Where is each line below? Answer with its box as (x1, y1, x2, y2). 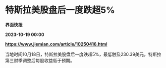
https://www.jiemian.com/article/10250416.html (5, 41, 108, 47)
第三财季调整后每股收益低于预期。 (5, 57, 75, 63)
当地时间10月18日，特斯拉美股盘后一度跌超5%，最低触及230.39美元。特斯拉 (5, 51, 162, 57)
